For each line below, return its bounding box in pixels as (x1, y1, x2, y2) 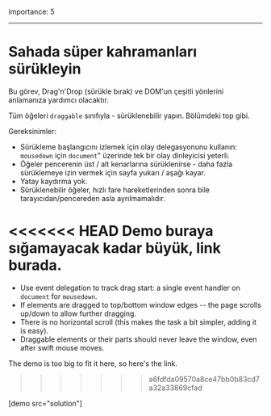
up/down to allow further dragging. (19, 309, 137, 318)
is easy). (19, 326, 49, 335)
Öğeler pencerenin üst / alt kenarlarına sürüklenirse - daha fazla (19, 159, 233, 169)
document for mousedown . (19, 291, 98, 301)
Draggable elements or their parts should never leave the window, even (19, 334, 257, 344)
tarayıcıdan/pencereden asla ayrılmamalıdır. (19, 193, 165, 203)
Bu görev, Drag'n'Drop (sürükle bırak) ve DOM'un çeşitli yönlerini (8, 86, 224, 96)
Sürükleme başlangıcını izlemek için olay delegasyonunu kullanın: (19, 141, 238, 152)
